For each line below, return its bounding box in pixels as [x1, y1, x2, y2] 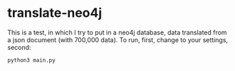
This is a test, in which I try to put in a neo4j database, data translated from [7, 28, 227, 37]
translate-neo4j [7, 5, 103, 21]
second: [7, 43, 31, 51]
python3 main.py [7, 56, 56, 64]
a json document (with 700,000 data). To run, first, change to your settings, [7, 35, 229, 44]
